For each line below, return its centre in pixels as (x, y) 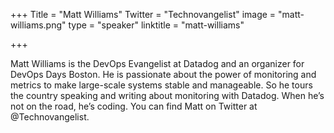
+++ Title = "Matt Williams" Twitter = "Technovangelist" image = (143, 14)
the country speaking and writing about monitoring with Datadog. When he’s (167, 95)
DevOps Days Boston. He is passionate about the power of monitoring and (163, 74)
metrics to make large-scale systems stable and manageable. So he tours (161, 85)
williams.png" (38, 25)
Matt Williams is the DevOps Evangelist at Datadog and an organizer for (157, 63)
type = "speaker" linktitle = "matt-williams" (156, 25)
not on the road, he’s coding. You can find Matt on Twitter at (134, 106)
